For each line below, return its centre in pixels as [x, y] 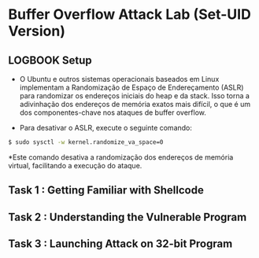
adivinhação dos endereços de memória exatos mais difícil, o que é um [135, 104]
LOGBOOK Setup [50, 60]
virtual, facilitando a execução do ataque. [75, 165]
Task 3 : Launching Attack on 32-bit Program [120, 244]
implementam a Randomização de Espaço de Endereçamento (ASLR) [131, 87]
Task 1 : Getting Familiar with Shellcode [106, 190]
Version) [37, 31]
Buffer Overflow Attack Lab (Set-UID [130, 15]
